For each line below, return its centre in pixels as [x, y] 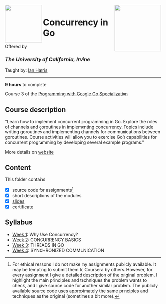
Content [18, 168]
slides [18, 201]
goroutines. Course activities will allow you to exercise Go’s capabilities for [81, 137]
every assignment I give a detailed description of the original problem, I [84, 275]
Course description [36, 109]
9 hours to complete [26, 85]
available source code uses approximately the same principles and [80, 291]
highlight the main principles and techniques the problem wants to [80, 280]
